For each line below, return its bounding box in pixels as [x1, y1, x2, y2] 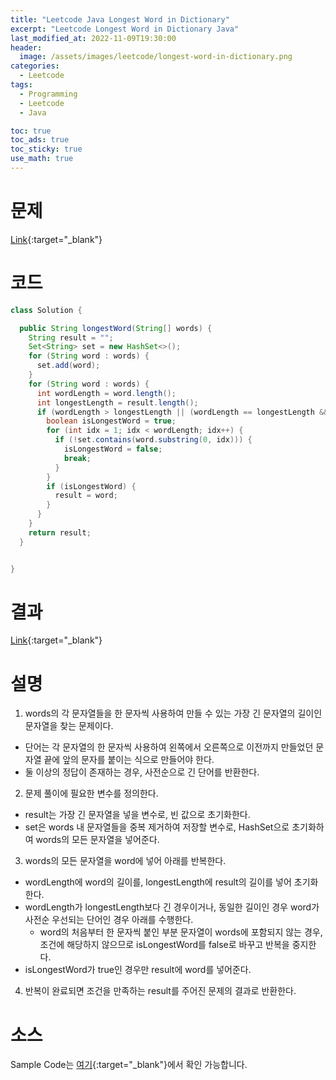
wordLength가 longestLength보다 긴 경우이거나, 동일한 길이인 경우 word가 [24, 901, 320, 913]
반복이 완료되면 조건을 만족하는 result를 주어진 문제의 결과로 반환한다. [24, 985, 297, 997]
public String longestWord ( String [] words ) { [19, 323, 213, 333]
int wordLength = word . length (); [36, 388, 177, 398]
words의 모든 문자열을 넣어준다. [35, 834, 160, 846]
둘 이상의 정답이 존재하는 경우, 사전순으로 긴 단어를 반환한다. [24, 766, 260, 778]
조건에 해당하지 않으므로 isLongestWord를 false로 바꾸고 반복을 [39, 939, 290, 951]
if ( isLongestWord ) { [46, 481, 137, 491]
